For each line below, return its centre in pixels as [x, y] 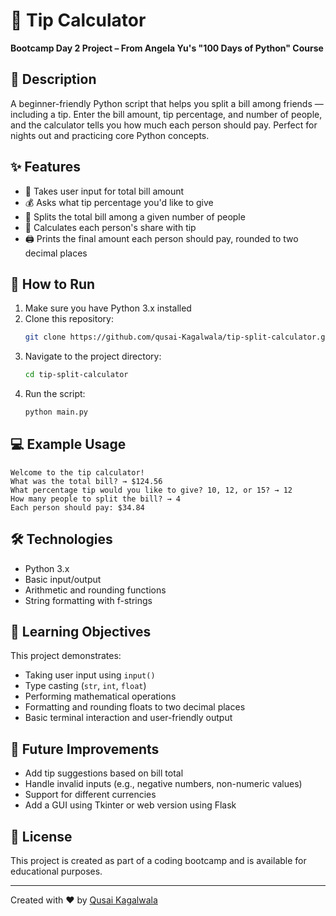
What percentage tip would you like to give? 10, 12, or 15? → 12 [151, 490]
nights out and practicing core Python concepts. [110, 135]
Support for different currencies [90, 795]
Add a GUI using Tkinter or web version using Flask [130, 805]
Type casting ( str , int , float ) [85, 686]
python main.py [56, 412]
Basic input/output [63, 579]
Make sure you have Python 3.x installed [108, 308]
